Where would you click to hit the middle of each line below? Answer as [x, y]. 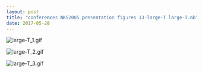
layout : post [23, 12]
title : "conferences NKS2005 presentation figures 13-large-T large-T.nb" [102, 17]
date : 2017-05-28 [28, 23]
